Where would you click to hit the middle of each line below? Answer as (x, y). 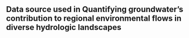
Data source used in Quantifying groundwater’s (95, 9)
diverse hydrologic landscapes (64, 27)
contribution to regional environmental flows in (94, 19)
